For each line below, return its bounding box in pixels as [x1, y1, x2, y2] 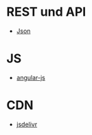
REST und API [6, 4, 87, 20]
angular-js [16, 73, 45, 82]
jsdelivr [16, 120, 38, 128]
